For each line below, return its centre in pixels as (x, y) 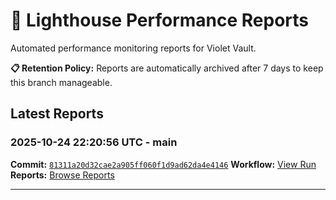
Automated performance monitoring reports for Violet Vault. (133, 48)
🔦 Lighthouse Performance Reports (160, 20)
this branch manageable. (61, 82)
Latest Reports (57, 114)
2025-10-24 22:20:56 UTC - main (94, 142)
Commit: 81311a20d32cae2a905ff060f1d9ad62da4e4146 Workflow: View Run (163, 164)
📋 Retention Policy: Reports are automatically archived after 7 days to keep (167, 68)
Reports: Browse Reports (62, 175)
